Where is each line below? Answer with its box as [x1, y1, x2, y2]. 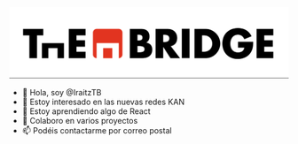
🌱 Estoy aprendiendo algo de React [21, 106, 151, 117]
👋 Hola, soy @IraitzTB [21, 87, 102, 98]
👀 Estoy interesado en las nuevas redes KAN [21, 96, 184, 108]
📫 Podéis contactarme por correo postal [21, 125, 172, 136]
